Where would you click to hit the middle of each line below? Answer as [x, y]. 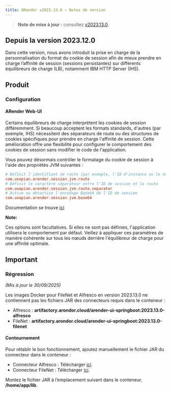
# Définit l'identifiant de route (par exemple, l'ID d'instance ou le [83, 174]
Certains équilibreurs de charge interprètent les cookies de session [76, 123]
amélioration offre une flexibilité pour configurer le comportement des [78, 144]
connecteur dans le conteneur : [38, 355]
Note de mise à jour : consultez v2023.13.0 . [63, 24]
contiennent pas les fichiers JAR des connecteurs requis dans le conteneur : [85, 300]
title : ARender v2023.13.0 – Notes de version [55, 10]
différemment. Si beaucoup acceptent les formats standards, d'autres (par [83, 128]
